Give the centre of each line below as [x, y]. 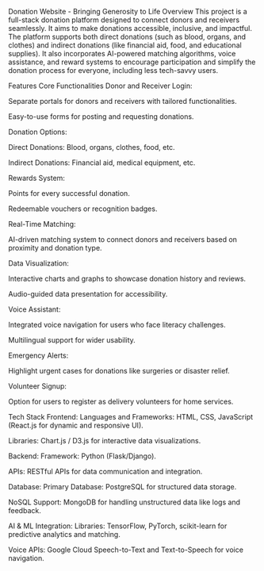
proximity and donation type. [55, 248]
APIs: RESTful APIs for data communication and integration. [105, 471]
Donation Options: [38, 132]
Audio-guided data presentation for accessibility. [88, 294]
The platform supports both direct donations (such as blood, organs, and [127, 36]
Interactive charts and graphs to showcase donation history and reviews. [127, 278]
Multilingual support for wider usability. [72, 340]
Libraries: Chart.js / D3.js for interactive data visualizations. [105, 441]
